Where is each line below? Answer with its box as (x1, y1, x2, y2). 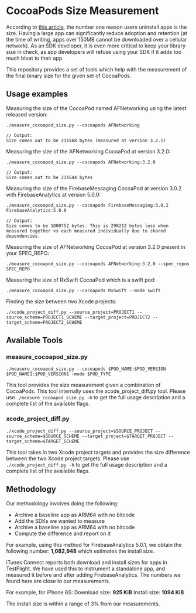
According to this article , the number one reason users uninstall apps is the (6, 23, 187, 30)
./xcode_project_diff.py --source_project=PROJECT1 (6, 309, 135, 315)
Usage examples (6, 89, 68, 99)
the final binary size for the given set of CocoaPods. (6, 72, 132, 79)
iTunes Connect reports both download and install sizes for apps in (6, 559, 168, 566)
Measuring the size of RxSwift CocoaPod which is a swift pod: (6, 276, 156, 283)
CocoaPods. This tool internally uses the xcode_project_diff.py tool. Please (6, 388, 186, 395)
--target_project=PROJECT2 (84, 314, 150, 320)
